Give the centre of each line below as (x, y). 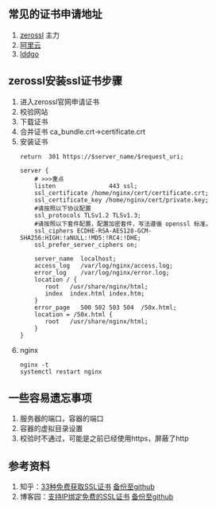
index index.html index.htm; (95, 293)
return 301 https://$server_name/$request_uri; (102, 157)
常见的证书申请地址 (55, 14)
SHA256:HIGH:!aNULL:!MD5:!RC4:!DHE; (80, 237)
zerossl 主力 (40, 35)
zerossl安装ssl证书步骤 (66, 81)
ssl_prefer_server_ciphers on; (86, 245)
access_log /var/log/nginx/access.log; (104, 265)
